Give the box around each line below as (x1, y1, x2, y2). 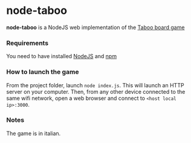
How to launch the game (6, 68, 79, 76)
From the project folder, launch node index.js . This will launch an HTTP (6, 81, 184, 88)
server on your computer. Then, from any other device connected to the (6, 88, 186, 95)
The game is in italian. (6, 130, 61, 137)
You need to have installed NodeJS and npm (6, 53, 117, 60)
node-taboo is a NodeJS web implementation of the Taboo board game (6, 24, 185, 31)
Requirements (6, 39, 49, 47)
